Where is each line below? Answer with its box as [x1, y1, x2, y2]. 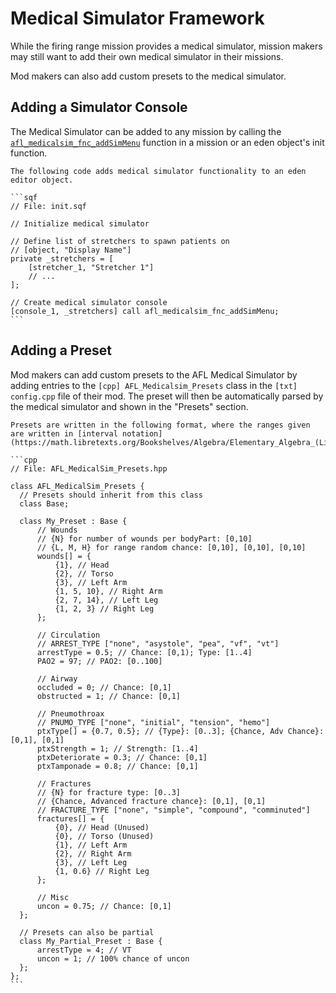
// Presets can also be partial [19, 927, 155, 937]
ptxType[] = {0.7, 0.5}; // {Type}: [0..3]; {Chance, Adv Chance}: [36, 726, 325, 736]
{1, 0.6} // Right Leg [54, 866, 150, 876]
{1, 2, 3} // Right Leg [54, 603, 155, 614]
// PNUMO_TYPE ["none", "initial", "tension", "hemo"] [36, 717, 271, 727]
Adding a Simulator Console [10, 99, 188, 116]
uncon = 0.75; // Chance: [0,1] [36, 901, 172, 911]
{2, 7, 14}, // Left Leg [54, 595, 159, 605]
